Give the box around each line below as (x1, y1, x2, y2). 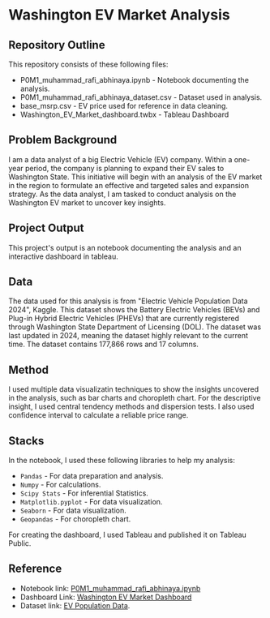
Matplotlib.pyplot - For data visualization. (19, 497, 163, 507)
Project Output (8, 221, 84, 235)
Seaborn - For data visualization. (19, 505, 127, 516)
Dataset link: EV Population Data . (19, 600, 131, 610)
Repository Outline (8, 38, 105, 52)
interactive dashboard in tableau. (8, 251, 119, 261)
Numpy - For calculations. (19, 480, 101, 490)
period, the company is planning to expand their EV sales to (24, 163, 225, 173)
